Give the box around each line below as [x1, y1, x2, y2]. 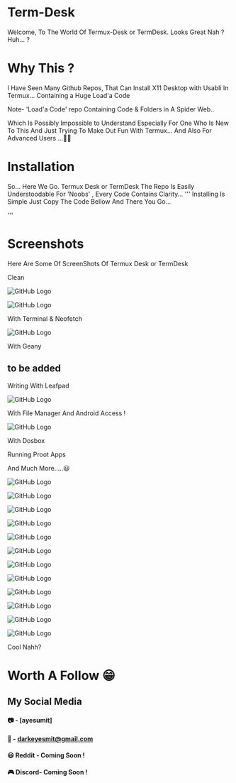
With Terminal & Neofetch [7, 314, 83, 323]
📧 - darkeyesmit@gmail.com [7, 735, 94, 743]
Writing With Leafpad [7, 381, 69, 390]
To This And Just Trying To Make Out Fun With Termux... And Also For [7, 126, 213, 135]
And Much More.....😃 [7, 464, 70, 472]
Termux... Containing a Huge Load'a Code [7, 91, 130, 99]
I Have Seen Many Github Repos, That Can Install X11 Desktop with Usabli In [7, 83, 229, 92]
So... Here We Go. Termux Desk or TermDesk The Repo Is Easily [7, 182, 195, 190]
